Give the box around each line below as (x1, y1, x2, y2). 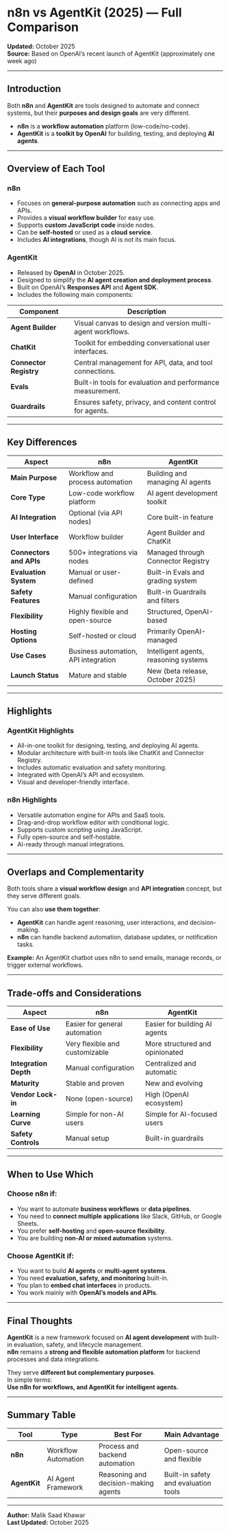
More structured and (144, 1039, 212, 1049)
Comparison (7, 19, 79, 35)
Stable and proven (65, 1079, 125, 1088)
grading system (146, 576, 197, 585)
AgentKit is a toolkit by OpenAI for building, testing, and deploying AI (16, 129, 214, 137)
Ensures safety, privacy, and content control (74, 397, 216, 407)
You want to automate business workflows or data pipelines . (16, 1205, 192, 1213)
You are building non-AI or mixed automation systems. (16, 1233, 173, 1242)
